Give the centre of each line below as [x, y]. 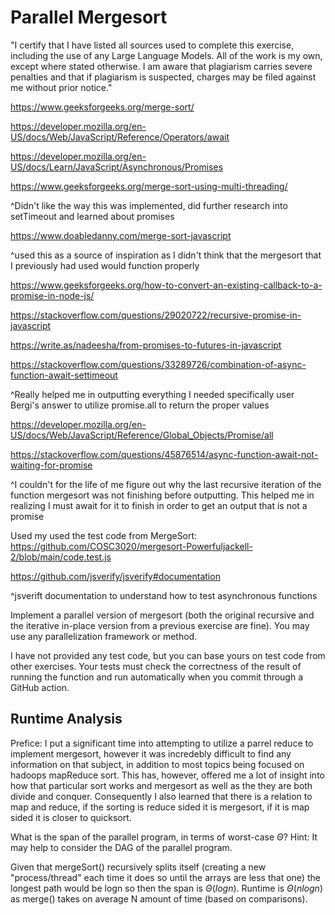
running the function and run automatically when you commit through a [157, 677]
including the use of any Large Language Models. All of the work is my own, [166, 55]
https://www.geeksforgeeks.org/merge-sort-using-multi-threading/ [149, 186]
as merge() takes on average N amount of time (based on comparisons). [159, 898]
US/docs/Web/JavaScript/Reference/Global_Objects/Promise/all [142, 435]
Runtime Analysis [66, 719]
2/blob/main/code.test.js [61, 557]
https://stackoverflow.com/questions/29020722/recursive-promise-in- [156, 315]
